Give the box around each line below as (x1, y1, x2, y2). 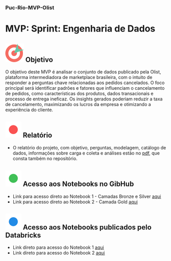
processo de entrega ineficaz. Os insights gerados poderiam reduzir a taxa (5, 96, 163, 102)
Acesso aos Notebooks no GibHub (22, 180, 134, 189)
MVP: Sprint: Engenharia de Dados (5, 23, 156, 35)
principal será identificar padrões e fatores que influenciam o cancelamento (5, 85, 165, 91)
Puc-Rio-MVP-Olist (5, 4, 55, 11)
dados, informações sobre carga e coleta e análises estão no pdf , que (12, 150, 160, 156)
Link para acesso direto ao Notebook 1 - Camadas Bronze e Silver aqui (12, 193, 161, 199)
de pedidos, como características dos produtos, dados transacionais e (5, 90, 154, 96)
